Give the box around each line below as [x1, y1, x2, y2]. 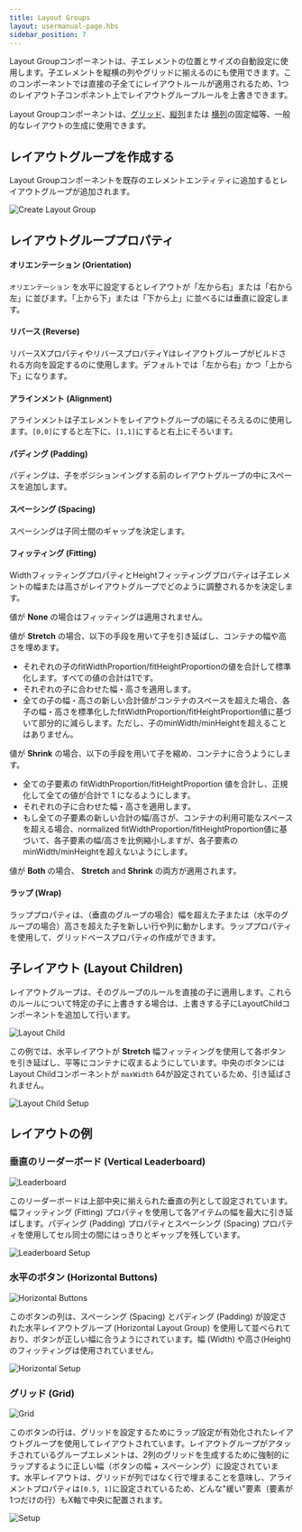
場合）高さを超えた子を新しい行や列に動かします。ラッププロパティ [40, 921, 292, 931]
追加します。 [24, 481, 72, 492]
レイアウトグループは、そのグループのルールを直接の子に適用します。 [9, 986, 269, 998]
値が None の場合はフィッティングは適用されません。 [9, 611, 207, 622]
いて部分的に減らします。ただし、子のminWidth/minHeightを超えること [22, 717, 287, 728]
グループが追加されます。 [40, 186, 135, 197]
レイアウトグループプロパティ [9, 232, 174, 248]
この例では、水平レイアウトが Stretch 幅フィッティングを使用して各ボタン [9, 1045, 287, 1056]
